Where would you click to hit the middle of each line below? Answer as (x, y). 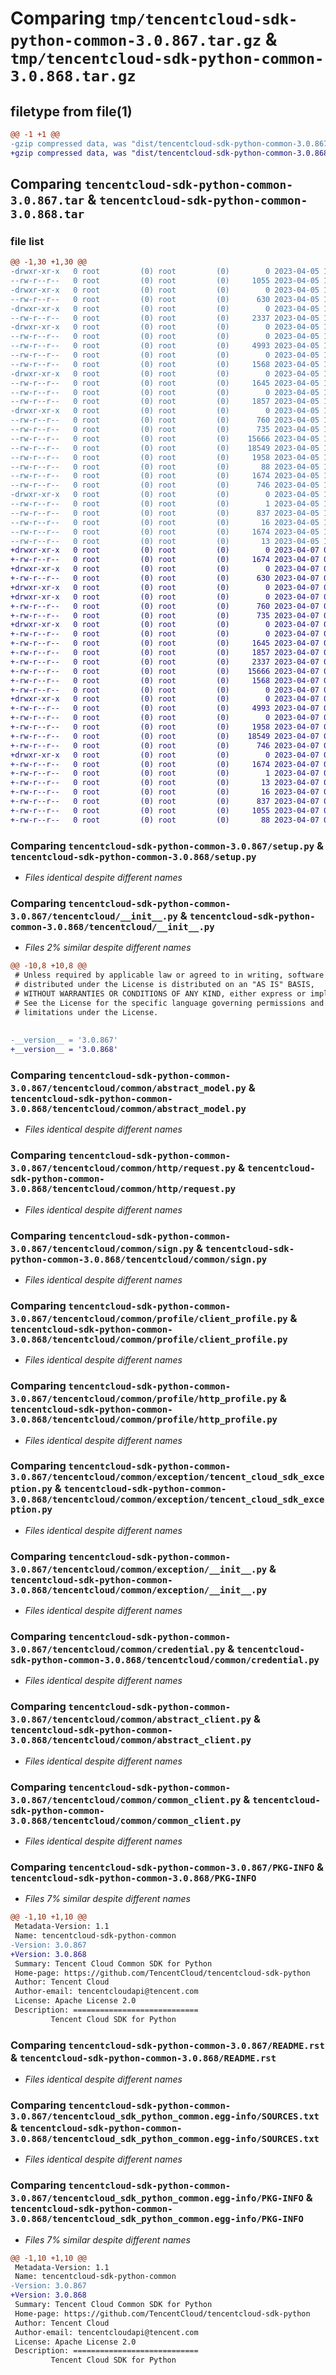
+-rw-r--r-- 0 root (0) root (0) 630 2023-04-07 (165, 578)
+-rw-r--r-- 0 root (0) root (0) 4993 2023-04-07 (165, 708)
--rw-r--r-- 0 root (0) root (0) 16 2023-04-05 (165, 522)
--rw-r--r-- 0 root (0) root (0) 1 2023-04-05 (165, 504)
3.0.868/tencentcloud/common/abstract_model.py (128, 1108)
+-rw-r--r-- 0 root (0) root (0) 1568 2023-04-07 (165, 680)
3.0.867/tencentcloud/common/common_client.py (126, 1800)
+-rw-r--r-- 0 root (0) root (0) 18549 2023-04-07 (165, 736)
